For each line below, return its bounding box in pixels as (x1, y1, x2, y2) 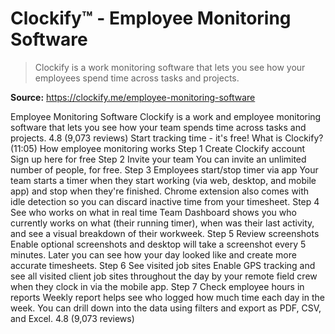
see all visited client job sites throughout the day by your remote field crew (10, 270, 318, 282)
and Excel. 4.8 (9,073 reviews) (10, 312, 135, 324)
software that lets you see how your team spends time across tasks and (10, 121, 307, 133)
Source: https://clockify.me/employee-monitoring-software (10, 91, 256, 103)
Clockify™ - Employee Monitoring (10, 7, 292, 30)
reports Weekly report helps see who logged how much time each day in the (10, 291, 325, 303)
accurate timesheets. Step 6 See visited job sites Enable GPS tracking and (10, 259, 316, 271)
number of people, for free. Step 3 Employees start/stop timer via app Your (10, 163, 319, 176)
